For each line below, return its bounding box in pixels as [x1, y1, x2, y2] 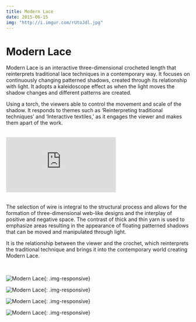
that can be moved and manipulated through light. [6, 229, 127, 236]
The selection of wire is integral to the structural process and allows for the [6, 203, 187, 210]
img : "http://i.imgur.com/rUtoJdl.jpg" [6, 19, 104, 25]
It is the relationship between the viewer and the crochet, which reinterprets [6, 240, 189, 247]
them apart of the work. [6, 119, 63, 126]
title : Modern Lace [6, 8, 54, 15]
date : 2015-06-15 [6, 14, 49, 20]
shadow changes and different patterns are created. [6, 89, 132, 96]
